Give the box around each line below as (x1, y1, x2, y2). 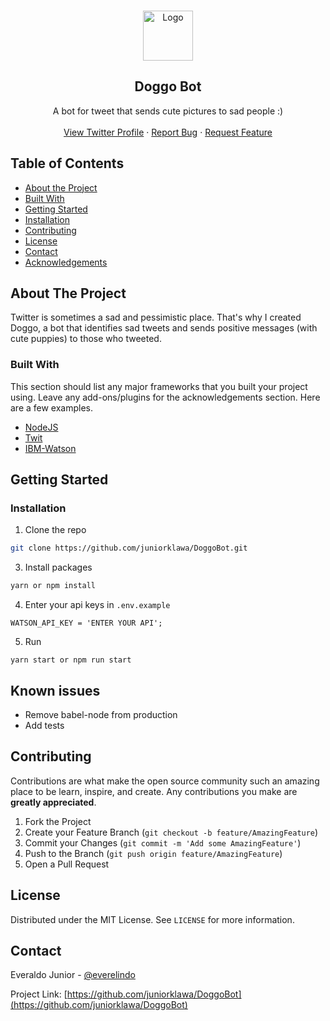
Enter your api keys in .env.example (24, 599, 171, 611)
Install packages (24, 561, 93, 574)
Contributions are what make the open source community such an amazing (10, 775, 320, 787)
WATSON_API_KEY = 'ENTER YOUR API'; (10, 618, 163, 629)
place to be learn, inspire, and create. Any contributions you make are (10, 785, 298, 797)
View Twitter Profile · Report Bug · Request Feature (63, 126, 273, 138)
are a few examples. (10, 401, 94, 414)
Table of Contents (10, 155, 125, 172)
